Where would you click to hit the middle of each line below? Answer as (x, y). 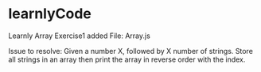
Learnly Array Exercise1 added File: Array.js (80, 36)
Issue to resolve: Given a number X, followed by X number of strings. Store (130, 51)
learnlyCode (50, 14)
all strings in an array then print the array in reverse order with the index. (127, 59)
